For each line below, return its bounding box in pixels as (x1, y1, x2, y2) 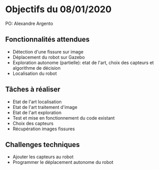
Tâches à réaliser (5, 85, 61, 94)
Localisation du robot (12, 70, 57, 76)
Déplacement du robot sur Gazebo (12, 54, 85, 60)
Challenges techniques (5, 140, 80, 149)
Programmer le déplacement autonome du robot (12, 159, 113, 165)
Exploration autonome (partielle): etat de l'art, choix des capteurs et (12, 60, 154, 66)
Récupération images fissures (12, 126, 75, 132)
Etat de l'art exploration (12, 109, 62, 116)
